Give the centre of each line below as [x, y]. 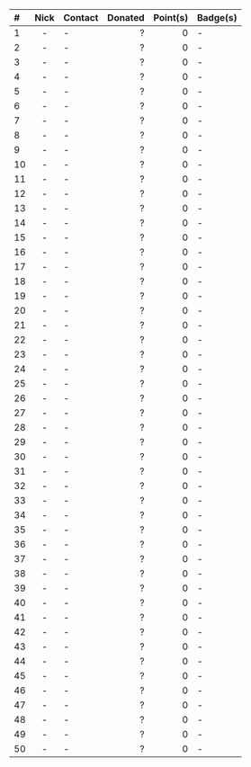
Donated [126, 18]
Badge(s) [217, 18]
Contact [81, 18]
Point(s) [171, 18]
